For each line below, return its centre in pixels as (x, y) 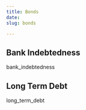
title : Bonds (23, 12)
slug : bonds (21, 23)
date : (13, 17)
